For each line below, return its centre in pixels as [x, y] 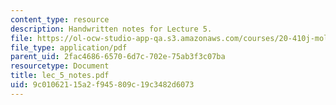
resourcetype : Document [60, 66]
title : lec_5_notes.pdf [60, 76]
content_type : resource [60, 19]
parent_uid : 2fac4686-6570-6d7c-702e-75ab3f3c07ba [118, 57]
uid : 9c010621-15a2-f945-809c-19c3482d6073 [102, 85]
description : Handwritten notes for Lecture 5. [111, 29]
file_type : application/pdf [69, 47]
